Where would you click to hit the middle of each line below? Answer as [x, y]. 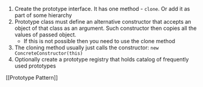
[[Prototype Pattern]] [32, 78]
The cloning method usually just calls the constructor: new [87, 47]
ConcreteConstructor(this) [49, 54]
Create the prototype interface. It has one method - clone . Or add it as [102, 9]
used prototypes [35, 66]
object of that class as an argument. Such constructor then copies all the [105, 28]
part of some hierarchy [43, 15]
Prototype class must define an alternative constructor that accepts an [103, 22]
